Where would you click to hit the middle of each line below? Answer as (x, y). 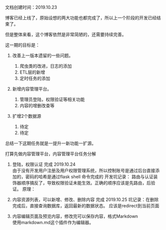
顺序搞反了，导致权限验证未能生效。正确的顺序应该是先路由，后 (86, 183)
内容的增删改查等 (37, 106)
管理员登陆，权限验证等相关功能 (52, 99)
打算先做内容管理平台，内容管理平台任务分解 (51, 154)
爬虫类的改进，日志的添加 (46, 66)
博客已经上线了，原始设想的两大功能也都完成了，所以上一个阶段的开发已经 (81, 18)
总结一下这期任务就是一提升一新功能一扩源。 (51, 143)
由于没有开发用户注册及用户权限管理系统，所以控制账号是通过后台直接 (84, 170)
